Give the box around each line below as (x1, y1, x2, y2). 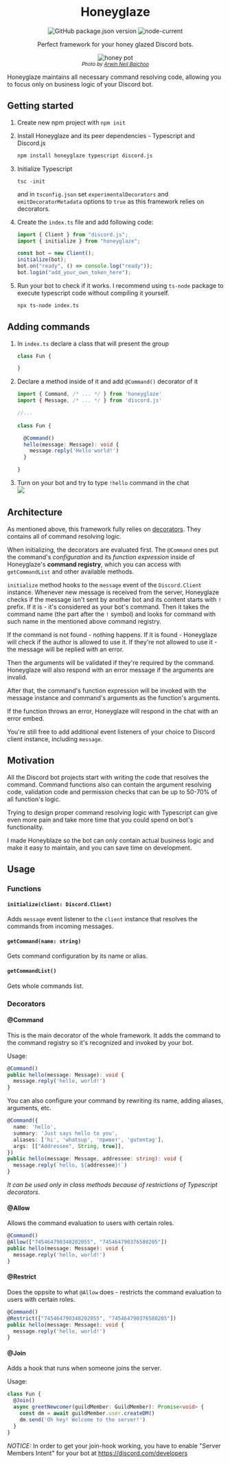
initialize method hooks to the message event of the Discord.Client (7, 581, 202, 589)
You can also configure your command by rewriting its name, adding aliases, (7, 1096, 223, 1105)
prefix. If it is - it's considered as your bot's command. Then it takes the (7, 603, 209, 611)
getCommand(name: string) (7, 938, 81, 945)
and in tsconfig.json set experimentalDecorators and (16, 190, 169, 198)
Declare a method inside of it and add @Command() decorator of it (16, 377, 198, 385)
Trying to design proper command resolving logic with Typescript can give (7, 808, 218, 816)
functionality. (7, 822, 45, 831)
